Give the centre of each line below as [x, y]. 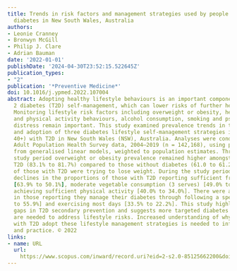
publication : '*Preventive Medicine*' [64, 86]
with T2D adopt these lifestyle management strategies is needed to [116, 224]
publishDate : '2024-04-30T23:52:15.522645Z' [74, 66]
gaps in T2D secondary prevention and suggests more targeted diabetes [121, 211]
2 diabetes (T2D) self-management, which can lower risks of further [118, 106]
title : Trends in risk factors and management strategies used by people [118, 14]
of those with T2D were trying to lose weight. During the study [112, 171]
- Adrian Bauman [31, 54]
